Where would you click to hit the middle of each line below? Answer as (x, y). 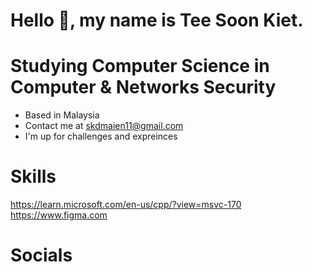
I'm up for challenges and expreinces (101, 136)
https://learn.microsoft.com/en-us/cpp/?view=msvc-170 (126, 205)
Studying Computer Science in (140, 66)
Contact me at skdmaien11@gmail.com (104, 126)
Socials (41, 255)
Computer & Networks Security (143, 87)
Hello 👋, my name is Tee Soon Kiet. (157, 20)
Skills (33, 176)
